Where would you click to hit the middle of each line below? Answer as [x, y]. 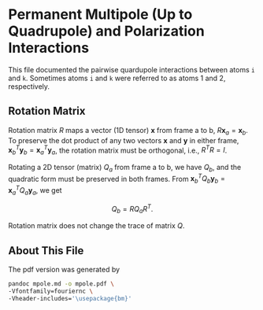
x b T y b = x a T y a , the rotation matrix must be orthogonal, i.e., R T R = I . [118, 150]
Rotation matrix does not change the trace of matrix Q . [96, 226]
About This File [46, 251]
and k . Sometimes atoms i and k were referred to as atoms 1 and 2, [117, 78]
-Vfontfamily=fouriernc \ [50, 291]
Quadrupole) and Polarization [106, 31]
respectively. [29, 86]
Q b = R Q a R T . [132, 209]
